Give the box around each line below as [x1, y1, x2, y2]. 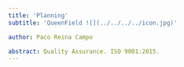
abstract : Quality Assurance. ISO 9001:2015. [8, 47, 160, 55]
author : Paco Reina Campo [8, 33, 93, 41]
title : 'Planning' [8, 11, 68, 20]
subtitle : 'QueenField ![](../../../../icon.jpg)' [8, 19, 178, 27]
